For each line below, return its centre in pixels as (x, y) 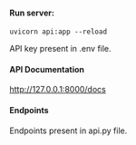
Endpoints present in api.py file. (68, 130)
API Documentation (47, 69)
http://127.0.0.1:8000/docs (58, 90)
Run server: (32, 13)
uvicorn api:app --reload (58, 32)
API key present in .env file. (60, 49)
